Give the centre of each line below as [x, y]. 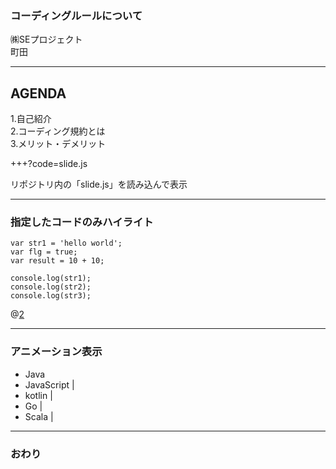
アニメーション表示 [56, 352]
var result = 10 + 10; [57, 261]
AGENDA [38, 93]
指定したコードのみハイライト [82, 222]
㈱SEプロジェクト [46, 39]
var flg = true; [44, 252]
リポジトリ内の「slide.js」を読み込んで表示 [99, 184]
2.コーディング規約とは [58, 131]
